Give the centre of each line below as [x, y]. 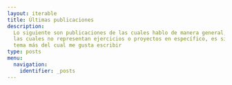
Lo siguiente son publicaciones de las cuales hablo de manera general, [120, 33]
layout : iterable [32, 13]
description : [26, 26]
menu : [15, 58]
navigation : [31, 64]
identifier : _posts [48, 71]
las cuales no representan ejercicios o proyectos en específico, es [115, 39]
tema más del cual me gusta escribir [68, 45]
